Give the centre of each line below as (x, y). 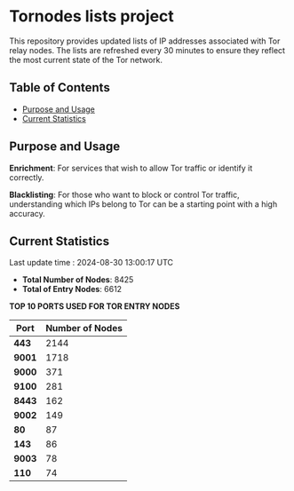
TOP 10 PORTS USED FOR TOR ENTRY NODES (95, 306)
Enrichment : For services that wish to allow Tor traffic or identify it (131, 168)
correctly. (27, 177)
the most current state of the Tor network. (86, 59)
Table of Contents (60, 87)
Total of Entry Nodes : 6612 (72, 289)
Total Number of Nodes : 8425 (78, 280)
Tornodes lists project (92, 16)
